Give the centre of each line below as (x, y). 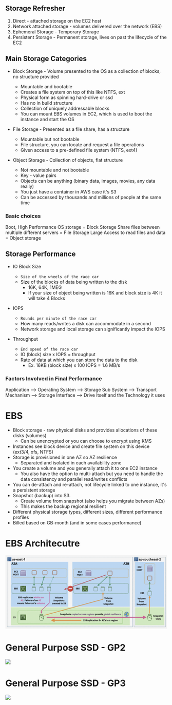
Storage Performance (41, 254)
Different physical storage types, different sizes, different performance (88, 512)
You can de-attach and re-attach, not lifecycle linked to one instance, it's (90, 484)
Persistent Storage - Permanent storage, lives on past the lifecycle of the (90, 37)
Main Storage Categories (46, 59)
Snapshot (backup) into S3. (42, 495)
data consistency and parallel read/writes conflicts (74, 479)
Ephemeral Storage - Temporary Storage (56, 32)
